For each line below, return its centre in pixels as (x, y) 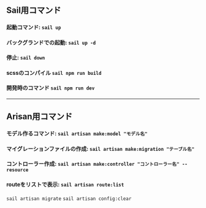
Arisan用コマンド (40, 117)
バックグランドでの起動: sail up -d (51, 42)
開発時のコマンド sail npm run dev (51, 88)
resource (17, 170)
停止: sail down (26, 58)
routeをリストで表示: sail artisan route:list (65, 184)
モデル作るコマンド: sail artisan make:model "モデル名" (77, 133)
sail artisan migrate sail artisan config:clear (69, 199)
